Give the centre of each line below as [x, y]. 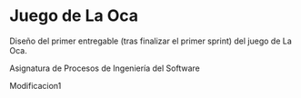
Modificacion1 [35, 85]
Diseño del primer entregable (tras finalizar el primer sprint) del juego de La [151, 41]
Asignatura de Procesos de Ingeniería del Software [105, 68]
